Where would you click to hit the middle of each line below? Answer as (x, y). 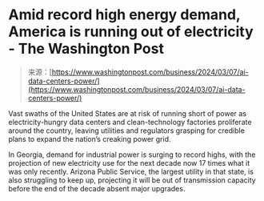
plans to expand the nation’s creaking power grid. (90, 139)
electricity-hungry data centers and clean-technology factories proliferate (130, 122)
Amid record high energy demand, (124, 15)
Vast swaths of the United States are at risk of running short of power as (127, 113)
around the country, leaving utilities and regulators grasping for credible (127, 131)
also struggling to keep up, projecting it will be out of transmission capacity (132, 180)
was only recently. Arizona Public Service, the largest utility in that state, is (131, 171)
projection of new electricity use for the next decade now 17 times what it (129, 163)
